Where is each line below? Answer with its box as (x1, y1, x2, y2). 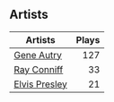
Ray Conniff (13, 63, 64, 75)
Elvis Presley (13, 78, 67, 90)
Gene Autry (13, 48, 63, 61)
